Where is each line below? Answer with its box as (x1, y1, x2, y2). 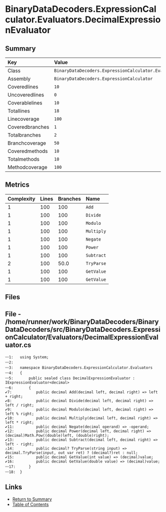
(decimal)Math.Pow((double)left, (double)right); (5, 433, 110, 438)
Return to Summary (12, 496, 52, 502)
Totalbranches (7, 132, 41, 138)
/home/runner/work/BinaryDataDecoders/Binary (5, 317, 159, 326)
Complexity (7, 195, 36, 202)
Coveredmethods (7, 148, 48, 154)
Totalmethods (7, 156, 40, 162)
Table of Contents (12, 501, 49, 507)
